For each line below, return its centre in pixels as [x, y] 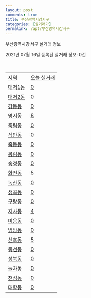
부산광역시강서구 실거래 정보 [33, 44]
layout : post [19, 10]
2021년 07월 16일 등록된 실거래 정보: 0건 [46, 55]
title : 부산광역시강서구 [27, 19]
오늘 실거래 [43, 78]
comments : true [21, 15]
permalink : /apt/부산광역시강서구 [38, 29]
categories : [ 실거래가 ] [28, 24]
